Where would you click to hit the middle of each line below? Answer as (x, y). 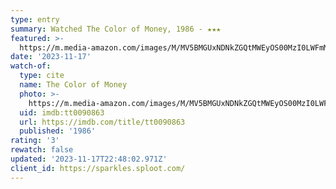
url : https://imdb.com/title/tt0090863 (102, 122)
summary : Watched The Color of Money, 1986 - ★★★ (116, 29)
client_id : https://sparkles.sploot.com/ (98, 168)
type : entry (35, 19)
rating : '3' (35, 141)
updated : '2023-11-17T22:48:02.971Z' (89, 159)
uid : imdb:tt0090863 (62, 112)
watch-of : (31, 66)
